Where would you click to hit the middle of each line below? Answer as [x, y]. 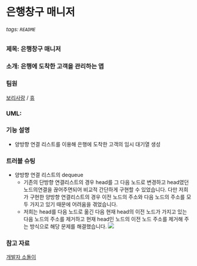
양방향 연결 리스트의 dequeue [49, 175]
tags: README [21, 29]
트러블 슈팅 [21, 161]
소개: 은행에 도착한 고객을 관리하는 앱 [55, 67]
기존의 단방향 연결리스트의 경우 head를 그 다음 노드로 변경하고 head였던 [106, 182]
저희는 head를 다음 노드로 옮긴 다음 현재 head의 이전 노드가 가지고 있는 [105, 212]
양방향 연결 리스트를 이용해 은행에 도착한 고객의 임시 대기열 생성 [87, 144]
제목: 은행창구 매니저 [34, 49]
